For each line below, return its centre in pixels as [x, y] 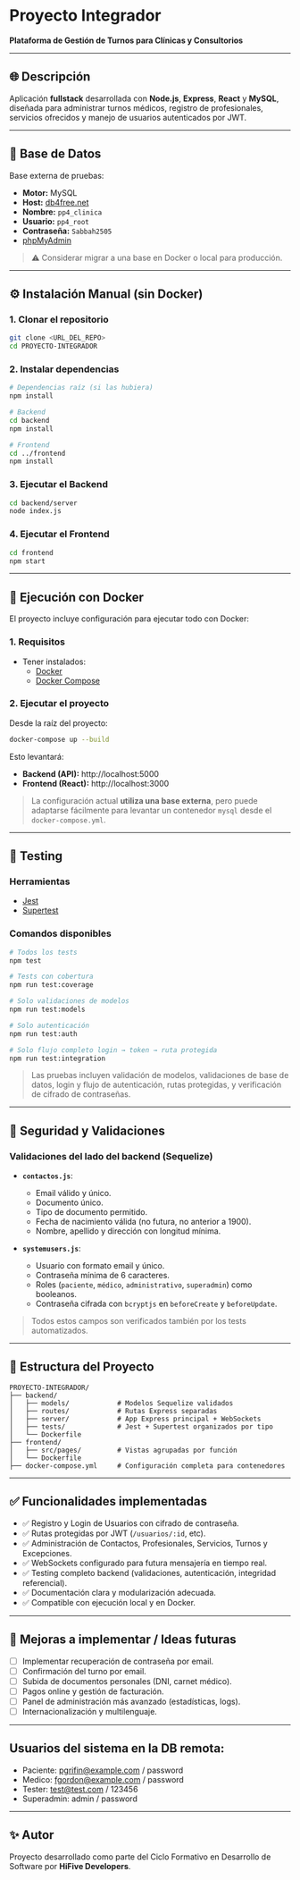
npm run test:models [48, 1010]
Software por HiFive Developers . [70, 1866]
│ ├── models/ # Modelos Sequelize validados [121, 1403]
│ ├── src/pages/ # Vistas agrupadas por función [124, 1450]
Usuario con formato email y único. [100, 1266]
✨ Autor [32, 1835]
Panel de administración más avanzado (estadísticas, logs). [131, 1701]
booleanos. [56, 1294]
